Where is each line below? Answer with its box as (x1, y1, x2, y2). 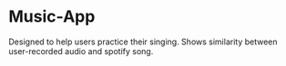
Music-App (8, 6, 96, 27)
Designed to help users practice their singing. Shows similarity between (8, 36, 279, 47)
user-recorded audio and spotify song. (8, 45, 154, 56)
